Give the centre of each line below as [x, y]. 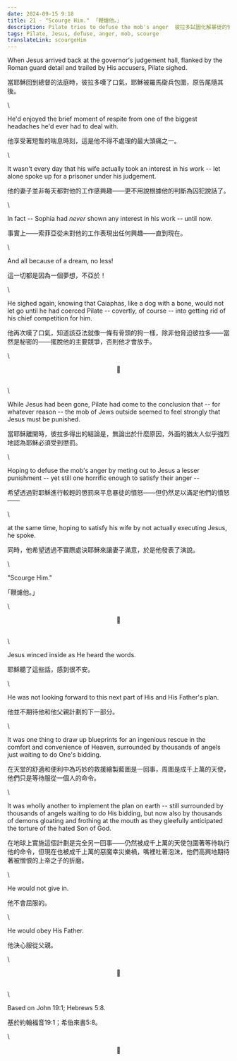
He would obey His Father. [46, 931]
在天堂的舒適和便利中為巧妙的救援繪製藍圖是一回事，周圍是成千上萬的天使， [119, 769]
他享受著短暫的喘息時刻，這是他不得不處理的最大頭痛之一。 [94, 141]
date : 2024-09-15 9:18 [41, 14]
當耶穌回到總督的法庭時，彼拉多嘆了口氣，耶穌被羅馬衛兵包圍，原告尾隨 [112, 83]
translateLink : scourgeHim [47, 40]
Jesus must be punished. [44, 419]
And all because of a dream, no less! [60, 261]
